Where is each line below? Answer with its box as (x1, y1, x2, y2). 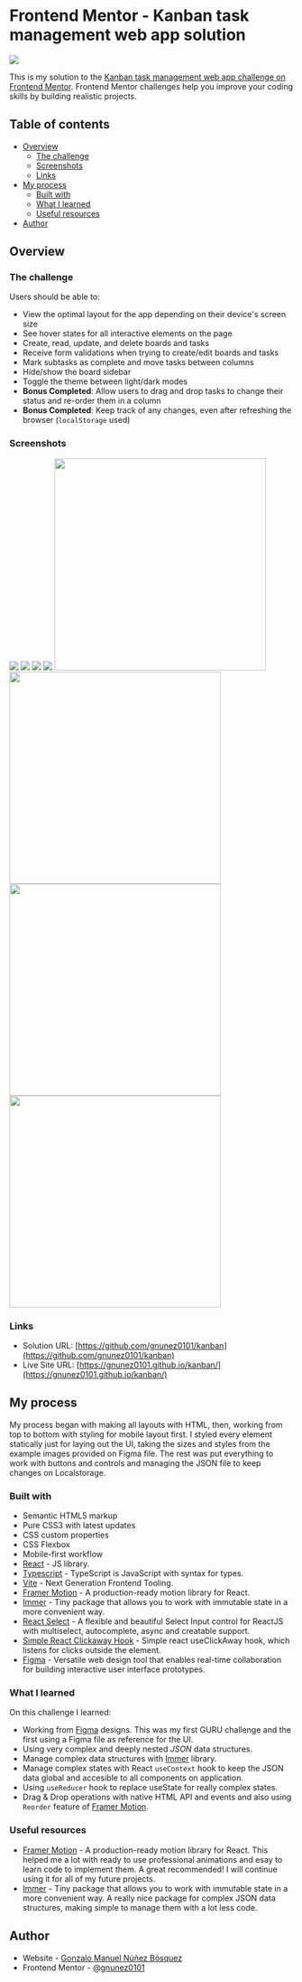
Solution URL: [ (22, 1340, 78, 1351)
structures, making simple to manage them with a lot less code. (22, 1902, 258, 1912)
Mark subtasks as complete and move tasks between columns (22, 357, 254, 368)
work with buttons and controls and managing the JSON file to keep (9, 1457, 261, 1469)
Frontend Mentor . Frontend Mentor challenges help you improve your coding (9, 80, 294, 91)
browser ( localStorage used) (22, 415, 131, 426)
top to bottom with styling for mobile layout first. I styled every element (9, 1429, 273, 1440)
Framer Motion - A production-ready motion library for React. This (22, 1845, 269, 1855)
